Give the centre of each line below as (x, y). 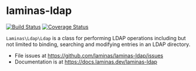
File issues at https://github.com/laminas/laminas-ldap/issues (89, 55)
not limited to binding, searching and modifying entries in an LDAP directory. (98, 44)
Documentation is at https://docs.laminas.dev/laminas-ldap (86, 62)
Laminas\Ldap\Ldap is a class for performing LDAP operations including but (96, 38)
